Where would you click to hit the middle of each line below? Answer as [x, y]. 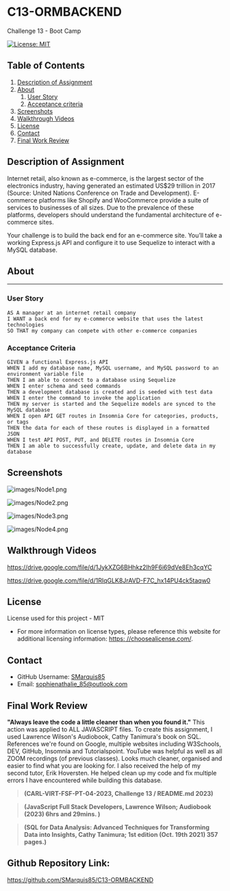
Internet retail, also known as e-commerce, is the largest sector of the [105, 178]
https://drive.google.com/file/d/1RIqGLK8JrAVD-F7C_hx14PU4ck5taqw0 [109, 580]
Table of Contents [46, 66]
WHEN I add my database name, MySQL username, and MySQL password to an [113, 368]
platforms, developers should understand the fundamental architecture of [111, 215]
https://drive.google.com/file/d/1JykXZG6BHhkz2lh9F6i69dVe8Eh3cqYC [110, 567]
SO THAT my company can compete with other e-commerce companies [102, 331]
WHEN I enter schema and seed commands [64, 386]
